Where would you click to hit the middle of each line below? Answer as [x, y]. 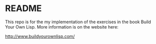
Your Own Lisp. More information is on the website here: [62, 27]
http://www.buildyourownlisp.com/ [40, 36]
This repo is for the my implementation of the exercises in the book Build [78, 22]
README [23, 8]
